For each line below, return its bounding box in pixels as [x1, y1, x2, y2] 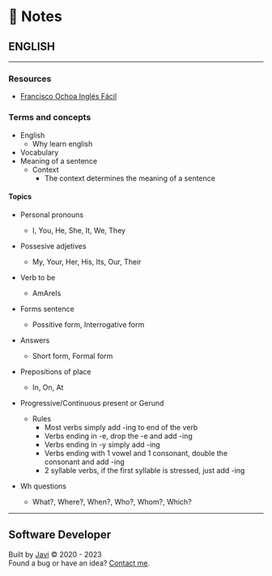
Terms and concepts [8, 112, 91, 123]
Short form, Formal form [32, 351, 113, 361]
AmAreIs [32, 288, 62, 298]
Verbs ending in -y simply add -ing [44, 439, 160, 449]
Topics [8, 192, 32, 202]
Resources [8, 73, 52, 84]
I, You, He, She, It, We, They [32, 225, 126, 235]
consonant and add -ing [44, 457, 125, 467]
